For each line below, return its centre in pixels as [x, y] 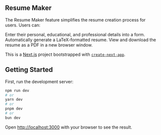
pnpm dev [14, 109]
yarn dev [14, 100]
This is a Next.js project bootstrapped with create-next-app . [65, 54]
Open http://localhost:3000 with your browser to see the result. [69, 127]
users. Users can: [23, 25]
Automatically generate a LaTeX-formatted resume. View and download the [80, 40]
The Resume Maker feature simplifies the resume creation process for [75, 20]
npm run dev [17, 90]
